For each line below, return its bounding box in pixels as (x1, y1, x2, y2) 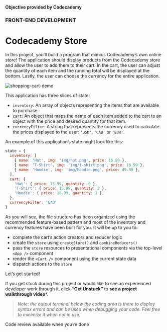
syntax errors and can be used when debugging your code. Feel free (17, 306, 160, 312)
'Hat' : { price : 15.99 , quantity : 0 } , (14, 181, 98, 186)
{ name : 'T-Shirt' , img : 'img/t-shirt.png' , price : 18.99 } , (14, 162, 145, 168)
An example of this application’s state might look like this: (5, 139, 123, 145)
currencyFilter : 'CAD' (10, 200, 57, 205)
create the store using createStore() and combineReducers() (12, 239, 138, 245)
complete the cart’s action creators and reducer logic (12, 234, 122, 240)
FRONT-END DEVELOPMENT (5, 17, 76, 24)
